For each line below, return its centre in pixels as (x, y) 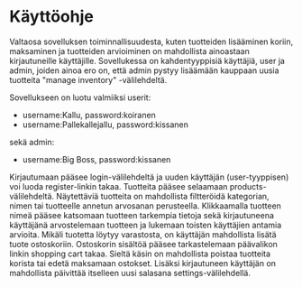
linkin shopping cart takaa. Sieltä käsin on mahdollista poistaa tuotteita (140, 254)
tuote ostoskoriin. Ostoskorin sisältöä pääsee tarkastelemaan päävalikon (143, 244)
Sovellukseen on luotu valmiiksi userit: (80, 97)
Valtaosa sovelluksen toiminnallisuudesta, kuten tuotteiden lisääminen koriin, (151, 42)
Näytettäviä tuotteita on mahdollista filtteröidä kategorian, (163, 196)
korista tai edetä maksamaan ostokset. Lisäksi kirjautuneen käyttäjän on (143, 263)
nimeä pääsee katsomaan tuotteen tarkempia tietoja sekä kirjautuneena (142, 215)
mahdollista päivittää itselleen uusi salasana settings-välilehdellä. (130, 273)
